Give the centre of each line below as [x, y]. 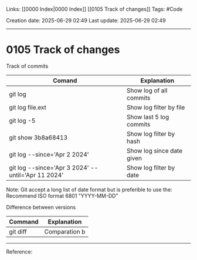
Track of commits [27, 66]
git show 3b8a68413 [38, 137]
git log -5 [22, 121]
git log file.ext [28, 107]
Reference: [19, 251]
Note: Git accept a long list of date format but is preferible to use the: [89, 189]
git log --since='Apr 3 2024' [49, 168]
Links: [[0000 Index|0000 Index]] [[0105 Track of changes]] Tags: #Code [94, 9]
